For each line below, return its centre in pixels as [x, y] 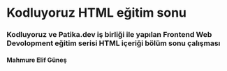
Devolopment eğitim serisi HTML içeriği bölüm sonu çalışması [113, 43]
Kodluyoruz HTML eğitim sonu [96, 13]
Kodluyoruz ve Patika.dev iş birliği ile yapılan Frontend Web [109, 35]
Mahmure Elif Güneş [37, 60]
